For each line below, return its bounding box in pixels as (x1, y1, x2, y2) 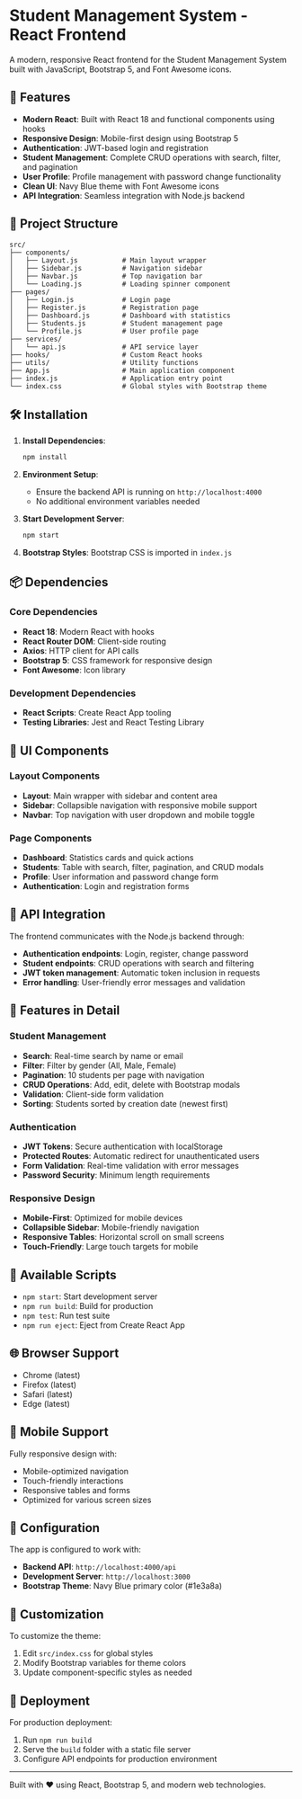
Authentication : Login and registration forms (22, 881, 190, 892)
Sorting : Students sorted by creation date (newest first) (22, 1098, 229, 1109)
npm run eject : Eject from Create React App (22, 1320, 186, 1331)
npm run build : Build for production (22, 1301, 154, 1311)
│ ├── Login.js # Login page (9, 295, 171, 304)
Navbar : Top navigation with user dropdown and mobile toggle (22, 809, 255, 820)
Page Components (9, 832, 93, 844)
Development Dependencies (9, 687, 137, 699)
